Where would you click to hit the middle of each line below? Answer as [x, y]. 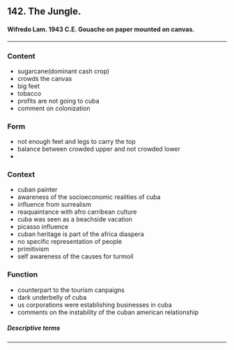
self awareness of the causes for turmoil [75, 256]
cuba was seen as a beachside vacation [75, 219]
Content [22, 56]
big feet [28, 86]
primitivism [33, 249]
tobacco [29, 93]
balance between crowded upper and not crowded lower [99, 149]
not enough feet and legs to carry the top [76, 142]
